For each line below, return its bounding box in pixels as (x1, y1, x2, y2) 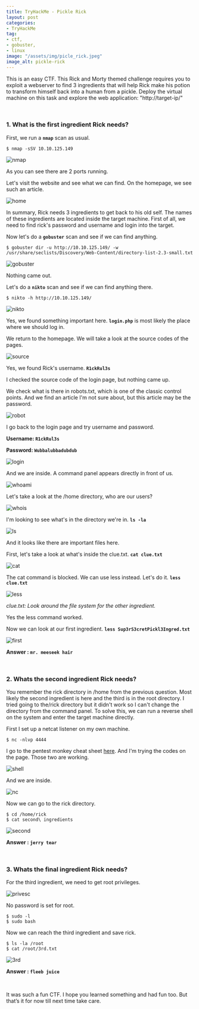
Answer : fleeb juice (6, 968, 60, 975)
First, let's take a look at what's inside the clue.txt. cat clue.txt (6, 550, 163, 558)
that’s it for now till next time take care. (6, 998, 101, 1005)
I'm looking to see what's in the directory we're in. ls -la (6, 516, 147, 523)
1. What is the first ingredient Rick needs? (6, 121, 129, 129)
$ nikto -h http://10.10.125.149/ (6, 295, 92, 301)
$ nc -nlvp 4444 (6, 737, 46, 743)
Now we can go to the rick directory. (6, 800, 96, 807)
